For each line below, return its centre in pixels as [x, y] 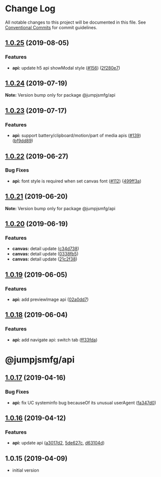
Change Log [30, 9]
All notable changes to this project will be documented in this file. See [76, 22]
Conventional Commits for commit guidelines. [51, 27]
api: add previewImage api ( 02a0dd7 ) [50, 299]
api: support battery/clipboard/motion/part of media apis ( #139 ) [77, 136]
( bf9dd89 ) [23, 141]
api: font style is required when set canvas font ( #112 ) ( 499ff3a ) [77, 181]
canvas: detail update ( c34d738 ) [46, 249]
